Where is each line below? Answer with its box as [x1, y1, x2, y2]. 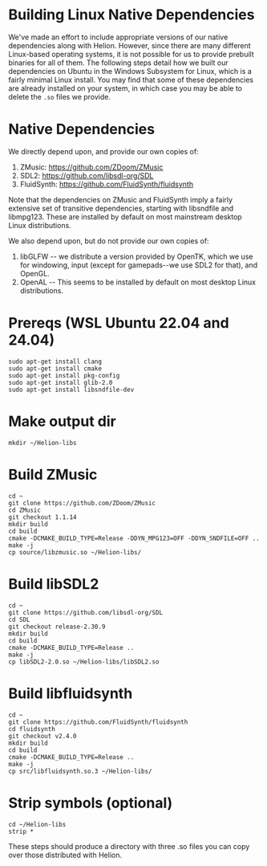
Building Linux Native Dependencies [8, 6, 255, 24]
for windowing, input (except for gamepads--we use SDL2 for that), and [19, 259, 258, 270]
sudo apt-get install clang [8, 357, 103, 366]
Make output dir [8, 412, 116, 431]
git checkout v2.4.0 [8, 732, 78, 740]
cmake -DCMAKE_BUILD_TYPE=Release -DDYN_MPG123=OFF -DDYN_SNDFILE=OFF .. [8, 534, 261, 542]
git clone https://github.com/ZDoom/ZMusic [8, 499, 156, 507]
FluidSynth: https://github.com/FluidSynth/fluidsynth [19, 179, 194, 189]
